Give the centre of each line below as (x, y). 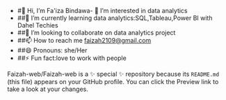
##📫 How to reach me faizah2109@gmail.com (84, 40)
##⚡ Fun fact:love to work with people (72, 58)
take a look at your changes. (48, 89)
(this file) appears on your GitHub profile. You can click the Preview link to (113, 82)
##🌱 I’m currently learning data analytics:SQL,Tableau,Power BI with (115, 18)
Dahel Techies (38, 25)
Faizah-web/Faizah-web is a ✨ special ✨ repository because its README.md (113, 74)
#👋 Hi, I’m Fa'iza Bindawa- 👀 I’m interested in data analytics (102, 11)
